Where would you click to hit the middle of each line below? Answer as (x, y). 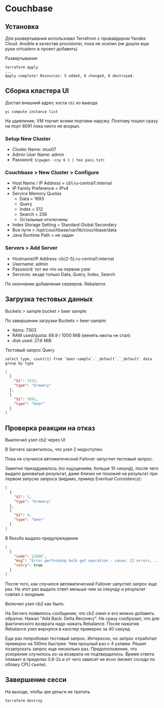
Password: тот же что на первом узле (51, 269)
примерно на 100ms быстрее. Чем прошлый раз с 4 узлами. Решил (76, 643)
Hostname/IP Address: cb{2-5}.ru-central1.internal (63, 258)
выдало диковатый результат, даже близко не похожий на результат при (81, 474)
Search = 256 (33, 214)
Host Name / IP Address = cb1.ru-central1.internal (62, 183)
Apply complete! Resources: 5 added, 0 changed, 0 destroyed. (70, 76)
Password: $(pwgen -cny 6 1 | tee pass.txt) (59, 160)
